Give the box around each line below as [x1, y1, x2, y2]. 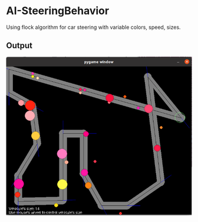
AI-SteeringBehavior [6, 4, 110, 18]
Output [6, 41, 32, 51]
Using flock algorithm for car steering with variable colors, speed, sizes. [6, 24, 181, 31]
